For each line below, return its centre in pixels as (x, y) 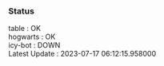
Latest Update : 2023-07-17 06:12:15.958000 (82, 54)
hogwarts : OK (32, 37)
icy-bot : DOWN (34, 45)
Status (21, 11)
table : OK (25, 29)
